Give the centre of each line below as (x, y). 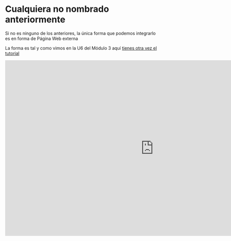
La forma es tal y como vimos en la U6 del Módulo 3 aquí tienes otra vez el (81, 48)
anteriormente (35, 20)
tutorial (12, 53)
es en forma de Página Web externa (41, 39)
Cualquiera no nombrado (57, 9)
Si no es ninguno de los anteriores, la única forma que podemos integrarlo (80, 33)
